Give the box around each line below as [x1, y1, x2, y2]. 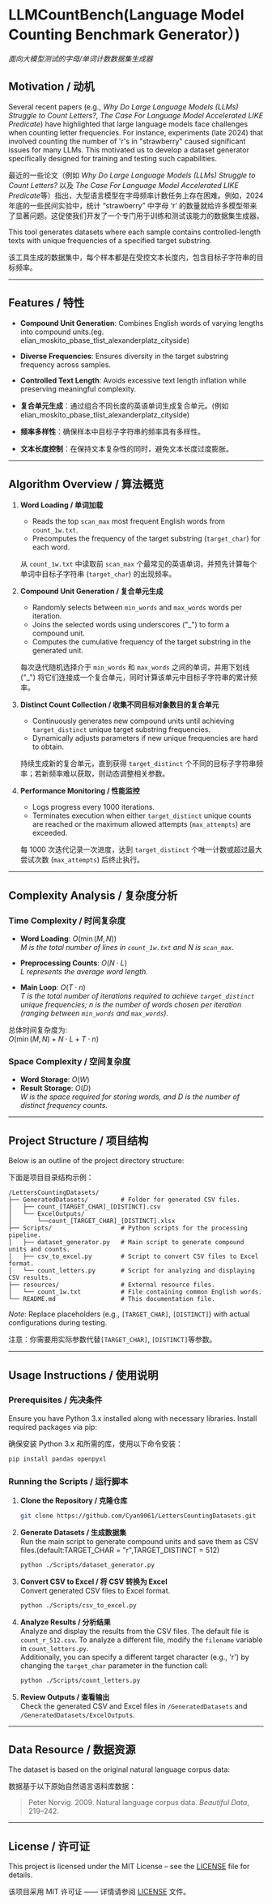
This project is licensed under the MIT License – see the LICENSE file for [8, 1862, 250, 1872]
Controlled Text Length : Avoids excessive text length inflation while [19, 375, 247, 385]
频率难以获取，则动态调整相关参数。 [48, 768, 170, 779]
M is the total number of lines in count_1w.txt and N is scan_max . [19, 943, 235, 952]
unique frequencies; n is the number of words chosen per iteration [19, 999, 242, 1010]
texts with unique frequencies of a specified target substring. [8, 235, 212, 245]
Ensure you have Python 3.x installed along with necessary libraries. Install [8, 1413, 257, 1423]
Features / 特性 [8, 296, 85, 310]
